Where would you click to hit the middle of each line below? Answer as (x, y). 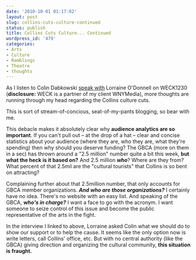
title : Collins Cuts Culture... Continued (59, 33)
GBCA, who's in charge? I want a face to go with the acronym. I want (90, 203)
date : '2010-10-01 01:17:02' (42, 11)
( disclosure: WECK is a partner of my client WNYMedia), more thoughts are (97, 94)
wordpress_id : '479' (31, 39)
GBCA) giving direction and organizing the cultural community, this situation (98, 245)
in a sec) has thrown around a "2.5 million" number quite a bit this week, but (98, 154)
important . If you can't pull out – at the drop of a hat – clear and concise (93, 136)
